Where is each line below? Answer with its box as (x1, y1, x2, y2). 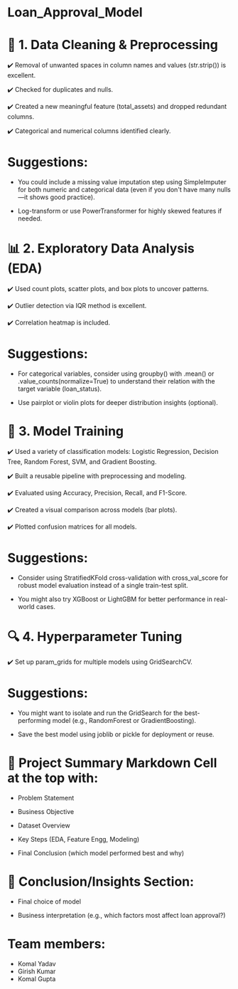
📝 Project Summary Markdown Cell (7, 755, 217, 771)
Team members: (7, 936, 106, 952)
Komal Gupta (17, 974, 56, 983)
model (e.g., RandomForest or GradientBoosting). (52, 716, 197, 724)
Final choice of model (17, 897, 82, 906)
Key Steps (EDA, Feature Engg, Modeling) (17, 835, 140, 843)
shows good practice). (29, 193, 95, 201)
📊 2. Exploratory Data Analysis (7, 240, 195, 257)
